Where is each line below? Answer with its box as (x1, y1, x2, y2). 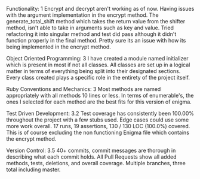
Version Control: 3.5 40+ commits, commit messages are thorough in (6, 147, 176, 154)
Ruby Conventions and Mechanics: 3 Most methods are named (6, 86, 161, 92)
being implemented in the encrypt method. (6, 43, 112, 50)
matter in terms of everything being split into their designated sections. (6, 68, 181, 74)
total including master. (6, 166, 61, 173)
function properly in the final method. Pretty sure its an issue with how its (6, 37, 186, 44)
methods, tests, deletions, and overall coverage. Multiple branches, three (6, 160, 186, 166)
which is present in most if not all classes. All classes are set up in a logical (6, 61, 190, 68)
